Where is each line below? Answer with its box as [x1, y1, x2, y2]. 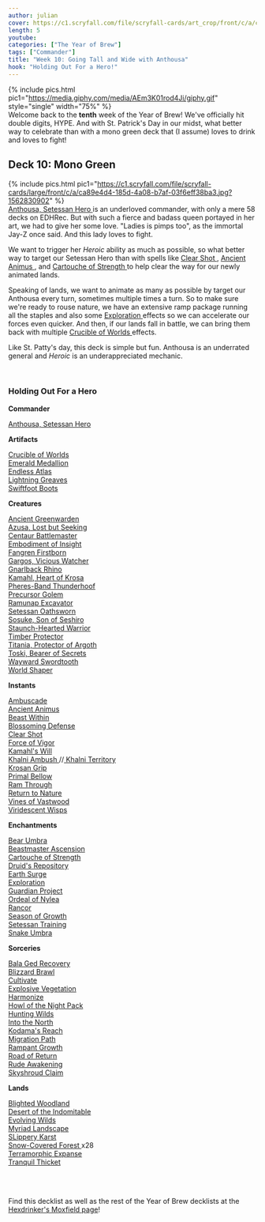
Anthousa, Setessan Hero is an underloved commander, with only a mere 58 [8, 204, 256, 213]
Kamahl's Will [8, 746, 53, 756]
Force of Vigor [8, 737, 55, 747]
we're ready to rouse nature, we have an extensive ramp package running [8, 302, 248, 311]
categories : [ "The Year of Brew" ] [8, 41, 122, 49]
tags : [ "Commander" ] [8, 48, 77, 56]
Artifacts [8, 434, 38, 443]
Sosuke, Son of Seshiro [8, 614, 84, 624]
